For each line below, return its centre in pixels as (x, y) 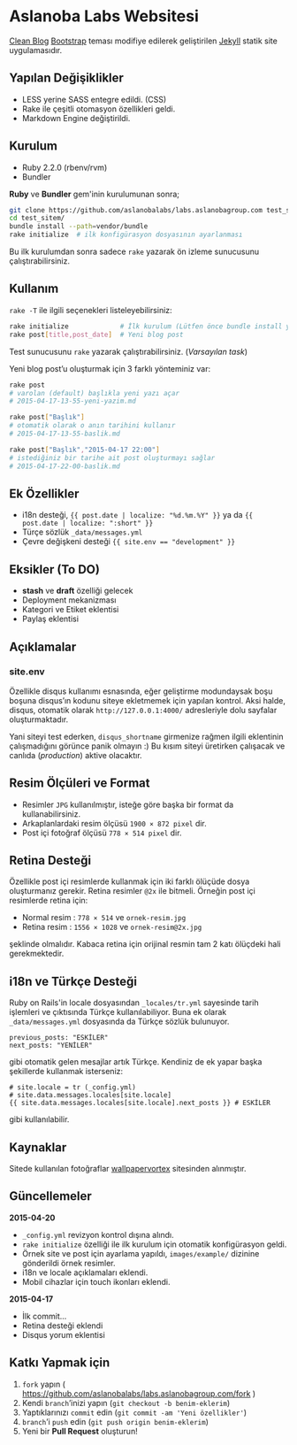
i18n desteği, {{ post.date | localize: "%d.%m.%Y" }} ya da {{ (137, 515)
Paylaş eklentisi (50, 619)
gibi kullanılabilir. (39, 1119)
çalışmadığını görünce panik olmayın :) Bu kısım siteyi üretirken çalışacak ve (147, 746)
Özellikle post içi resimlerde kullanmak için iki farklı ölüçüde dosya (129, 881)
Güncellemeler (51, 1196)
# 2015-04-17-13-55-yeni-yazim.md (73, 401)
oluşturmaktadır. (39, 719)
